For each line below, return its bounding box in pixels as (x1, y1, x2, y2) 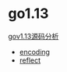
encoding (19, 47, 51, 56)
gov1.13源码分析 (8, 31, 59, 41)
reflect (19, 56, 41, 65)
